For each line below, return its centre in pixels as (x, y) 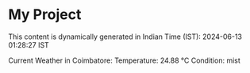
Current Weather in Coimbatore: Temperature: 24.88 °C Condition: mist (124, 60)
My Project (45, 15)
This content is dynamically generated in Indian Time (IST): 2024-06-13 (125, 36)
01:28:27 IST (29, 44)
